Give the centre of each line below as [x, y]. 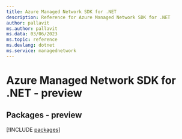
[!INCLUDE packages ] [33, 129]
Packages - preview [44, 115]
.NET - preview [44, 93]
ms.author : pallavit [32, 28]
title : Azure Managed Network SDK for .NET [62, 12]
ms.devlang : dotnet [31, 46]
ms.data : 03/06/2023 [32, 34]
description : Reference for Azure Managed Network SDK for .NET [88, 17]
